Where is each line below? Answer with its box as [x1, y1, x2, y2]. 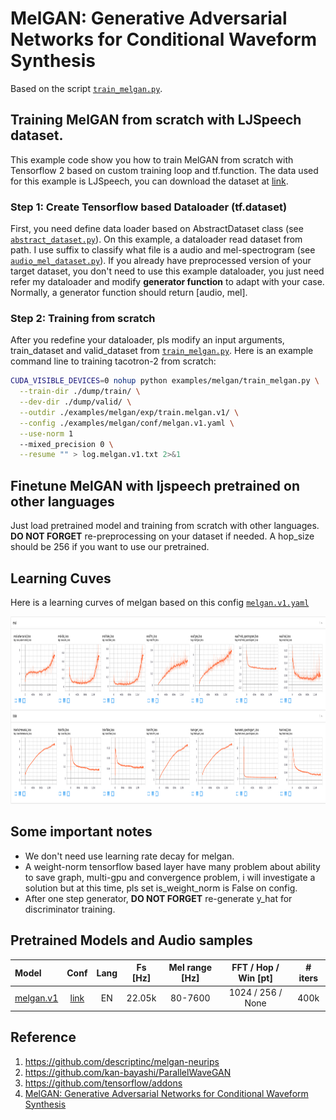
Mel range [168, 962, 213, 974]
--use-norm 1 [19, 428, 74, 439]
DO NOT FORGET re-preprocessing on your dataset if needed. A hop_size [10, 530, 315, 542]
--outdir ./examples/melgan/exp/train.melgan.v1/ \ [19, 407, 240, 417]
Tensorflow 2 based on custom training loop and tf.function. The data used [10, 164, 319, 176]
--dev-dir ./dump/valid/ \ [19, 397, 132, 407]
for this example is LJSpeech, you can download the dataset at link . [10, 175, 289, 187]
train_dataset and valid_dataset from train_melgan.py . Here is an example [10, 345, 314, 357]
